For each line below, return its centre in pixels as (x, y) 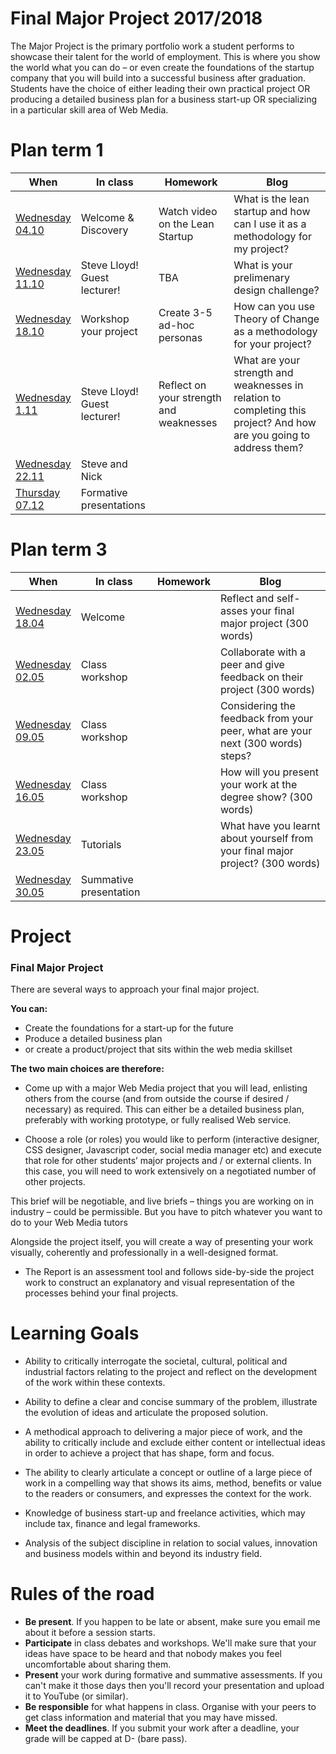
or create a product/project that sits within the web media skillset (158, 1049)
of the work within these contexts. (95, 1383)
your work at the (258, 784)
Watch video (188, 211)
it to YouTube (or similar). (76, 1696)
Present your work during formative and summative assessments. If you (173, 1675)
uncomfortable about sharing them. (98, 1664)
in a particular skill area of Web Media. (89, 109)
